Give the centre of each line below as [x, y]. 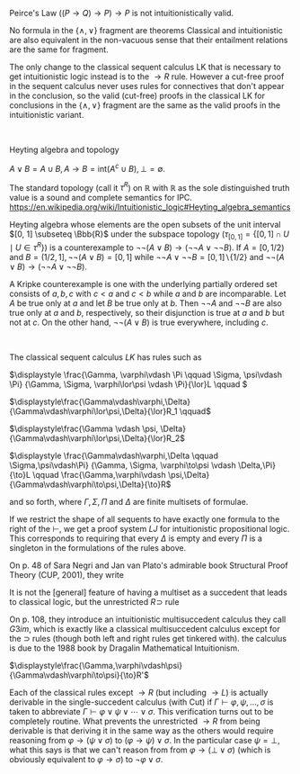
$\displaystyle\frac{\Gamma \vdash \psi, [84, 428]
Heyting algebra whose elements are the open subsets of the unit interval [145, 225]
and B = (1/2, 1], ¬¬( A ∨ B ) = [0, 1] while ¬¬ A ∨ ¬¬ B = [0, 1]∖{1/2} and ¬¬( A [147, 256]
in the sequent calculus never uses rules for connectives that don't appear [147, 86]
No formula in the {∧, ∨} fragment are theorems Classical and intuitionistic [146, 30]
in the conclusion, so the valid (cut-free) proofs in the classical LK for [137, 95]
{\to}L [20, 474]
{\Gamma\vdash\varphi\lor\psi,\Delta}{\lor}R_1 [93, 411]
